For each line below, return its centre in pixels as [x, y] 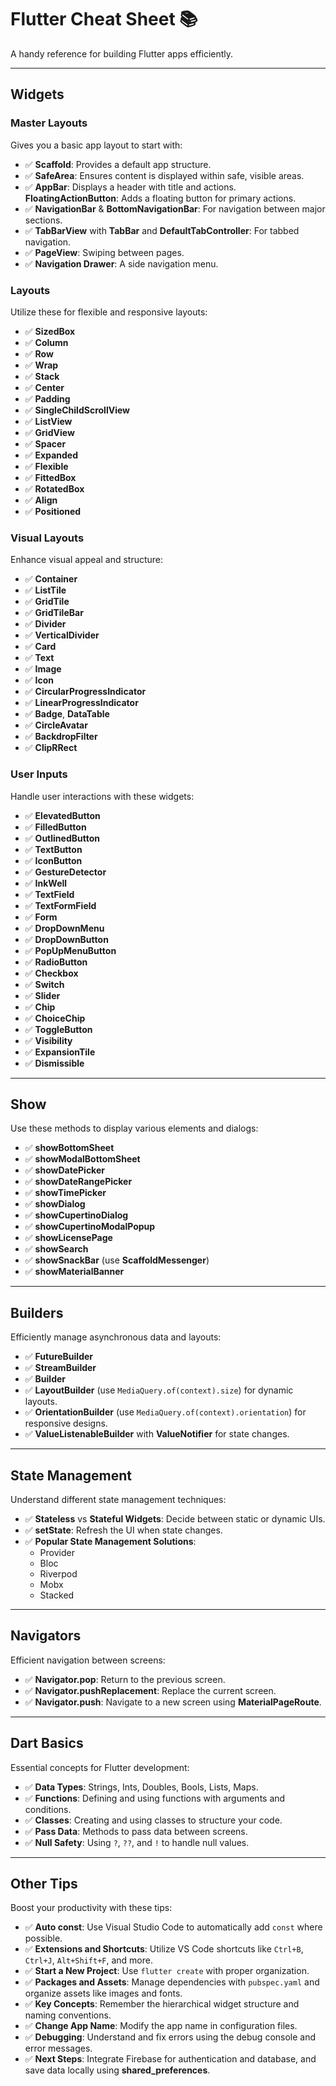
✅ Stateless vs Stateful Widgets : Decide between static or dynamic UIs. [175, 1518]
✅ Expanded [51, 455]
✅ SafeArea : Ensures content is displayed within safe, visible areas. [164, 175]
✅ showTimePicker [65, 1193]
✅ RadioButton [56, 962]
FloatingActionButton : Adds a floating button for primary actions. [160, 198]
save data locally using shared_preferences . [117, 2070]
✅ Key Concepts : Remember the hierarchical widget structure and [162, 2004]
